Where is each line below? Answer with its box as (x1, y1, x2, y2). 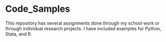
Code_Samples (5, 3, 70, 15)
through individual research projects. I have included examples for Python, (5, 25, 161, 31)
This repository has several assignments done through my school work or (5, 20, 160, 26)
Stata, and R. (5, 31, 32, 37)
